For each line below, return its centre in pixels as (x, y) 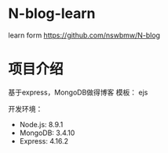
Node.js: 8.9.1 (41, 124)
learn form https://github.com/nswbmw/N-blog (84, 35)
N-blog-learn (52, 14)
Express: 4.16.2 (44, 141)
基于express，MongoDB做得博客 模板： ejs (78, 92)
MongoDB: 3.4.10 (47, 133)
